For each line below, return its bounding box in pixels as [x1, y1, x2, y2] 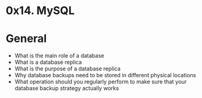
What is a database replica [14, 59, 82, 66]
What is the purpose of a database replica [14, 65, 121, 72]
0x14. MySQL [6, 4, 75, 18]
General [6, 32, 47, 46]
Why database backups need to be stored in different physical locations [14, 72, 196, 79]
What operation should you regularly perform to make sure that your [14, 78, 187, 86]
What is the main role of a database [14, 52, 105, 59]
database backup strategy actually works [14, 85, 119, 92]
